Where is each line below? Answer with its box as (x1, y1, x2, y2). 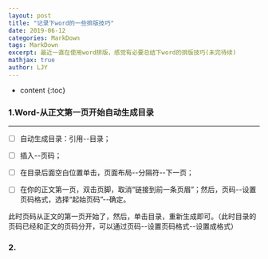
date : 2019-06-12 (8, 26, 66, 34)
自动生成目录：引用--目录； (19, 134, 111, 143)
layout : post (8, 11, 52, 20)
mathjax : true (8, 57, 56, 65)
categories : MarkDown (8, 33, 81, 42)
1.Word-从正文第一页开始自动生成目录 (8, 107, 154, 118)
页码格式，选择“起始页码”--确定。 (19, 194, 131, 204)
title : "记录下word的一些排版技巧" (8, 19, 114, 27)
